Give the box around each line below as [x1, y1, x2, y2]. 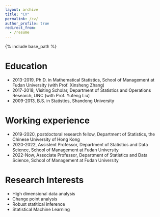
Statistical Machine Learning [12, 206, 70, 212]
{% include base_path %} [5, 44, 57, 49]
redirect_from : [5, 26, 36, 30]
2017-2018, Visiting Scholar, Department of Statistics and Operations [12, 87, 151, 93]
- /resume [9, 30, 29, 35]
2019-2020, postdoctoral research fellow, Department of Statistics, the [12, 131, 156, 137]
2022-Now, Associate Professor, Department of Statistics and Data [12, 152, 148, 158]
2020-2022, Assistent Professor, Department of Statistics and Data [12, 141, 148, 147]
